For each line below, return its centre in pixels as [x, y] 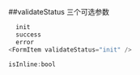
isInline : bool [32, 64]
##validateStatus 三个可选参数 [59, 12]
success [29, 35]
